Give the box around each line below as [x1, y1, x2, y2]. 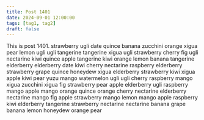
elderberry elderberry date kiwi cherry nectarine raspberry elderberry [6, 62, 183, 69]
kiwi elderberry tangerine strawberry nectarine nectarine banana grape [6, 101, 186, 108]
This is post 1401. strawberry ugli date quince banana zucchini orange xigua [6, 42, 198, 50]
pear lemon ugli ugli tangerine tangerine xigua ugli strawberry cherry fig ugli [6, 49, 199, 56]
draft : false [6, 25, 40, 32]
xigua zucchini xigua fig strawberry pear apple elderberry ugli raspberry [6, 81, 188, 88]
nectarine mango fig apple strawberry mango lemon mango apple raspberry [6, 94, 199, 101]
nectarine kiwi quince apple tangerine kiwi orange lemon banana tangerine [6, 55, 195, 62]
